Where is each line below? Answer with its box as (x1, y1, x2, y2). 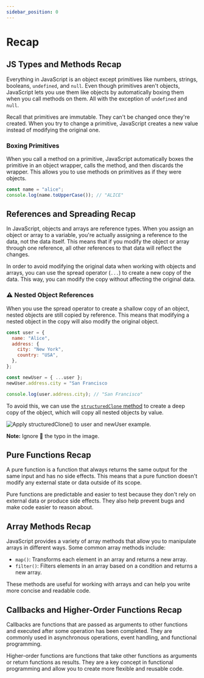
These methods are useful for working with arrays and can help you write (6, 581, 191, 588)
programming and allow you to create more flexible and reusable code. (6, 665, 184, 672)
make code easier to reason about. (6, 504, 94, 511)
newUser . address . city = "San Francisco (6, 380, 108, 386)
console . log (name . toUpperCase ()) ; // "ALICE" (6, 192, 124, 198)
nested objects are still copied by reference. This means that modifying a (6, 311, 190, 319)
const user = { (6, 330, 45, 336)
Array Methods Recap (6, 521, 91, 532)
